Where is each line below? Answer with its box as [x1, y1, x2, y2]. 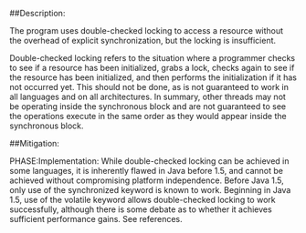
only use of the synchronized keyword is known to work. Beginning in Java [9, 185, 291, 195]
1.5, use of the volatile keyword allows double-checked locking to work [9, 195, 276, 205]
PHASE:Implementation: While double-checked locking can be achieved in [9, 156, 290, 167]
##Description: [9, 8, 66, 18]
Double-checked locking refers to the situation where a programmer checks [9, 53, 295, 63]
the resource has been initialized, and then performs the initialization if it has [9, 72, 297, 83]
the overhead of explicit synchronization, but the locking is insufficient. [9, 35, 277, 46]
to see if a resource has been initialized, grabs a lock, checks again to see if [9, 63, 295, 73]
